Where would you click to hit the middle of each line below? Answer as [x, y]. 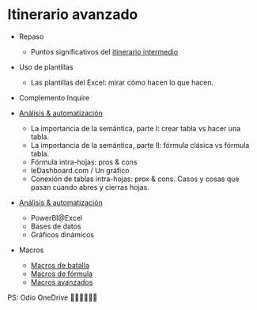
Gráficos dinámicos [62, 234]
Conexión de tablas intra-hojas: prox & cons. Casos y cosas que [135, 179]
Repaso [31, 36]
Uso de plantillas [46, 67]
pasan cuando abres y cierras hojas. [90, 187]
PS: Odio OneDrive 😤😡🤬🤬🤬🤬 [53, 297]
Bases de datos [56, 226]
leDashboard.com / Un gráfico [80, 170]
